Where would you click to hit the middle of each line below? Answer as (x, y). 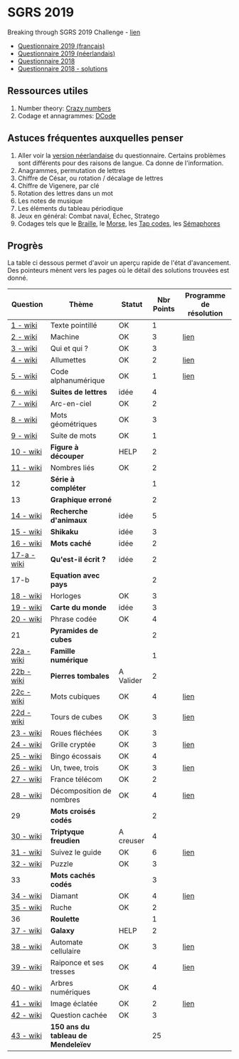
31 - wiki (27, 852)
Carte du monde (78, 607)
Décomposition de (81, 791)
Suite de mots (73, 436)
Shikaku (64, 532)
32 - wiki (27, 864)
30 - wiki (27, 836)
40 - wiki (27, 988)
